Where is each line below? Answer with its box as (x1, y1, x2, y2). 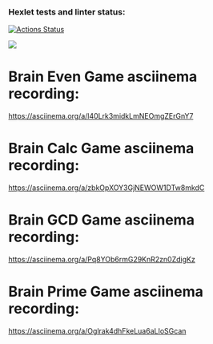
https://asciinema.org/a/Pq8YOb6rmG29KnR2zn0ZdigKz (8, 255, 196, 265)
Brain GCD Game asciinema (8, 211, 195, 229)
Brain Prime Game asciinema (8, 283, 204, 301)
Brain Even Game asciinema (8, 67, 198, 86)
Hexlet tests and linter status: (8, 6, 126, 18)
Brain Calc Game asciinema (8, 140, 195, 158)
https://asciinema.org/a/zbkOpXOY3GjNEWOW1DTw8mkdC (8, 183, 205, 192)
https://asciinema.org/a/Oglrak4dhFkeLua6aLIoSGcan (8, 326, 187, 336)
